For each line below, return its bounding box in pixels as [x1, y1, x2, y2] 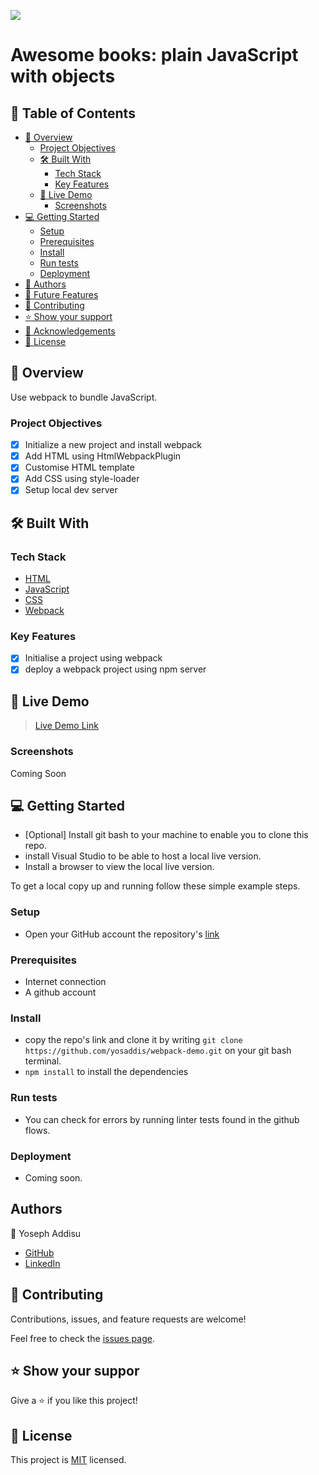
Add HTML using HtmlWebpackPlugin [24, 450, 182, 462]
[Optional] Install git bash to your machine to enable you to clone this [24, 829, 309, 841]
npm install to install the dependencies [24, 1066, 189, 1078]
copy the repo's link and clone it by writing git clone [24, 1034, 243, 1046]
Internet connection [24, 976, 107, 988]
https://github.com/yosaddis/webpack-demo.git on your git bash [24, 1045, 292, 1057]
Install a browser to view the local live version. [24, 861, 215, 873]
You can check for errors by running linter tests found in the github [24, 1113, 300, 1125]
